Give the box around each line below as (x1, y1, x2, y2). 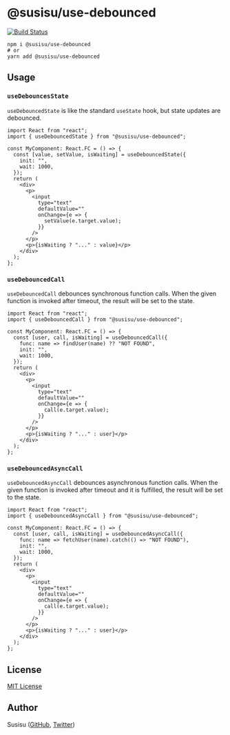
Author (7, 702, 38, 714)
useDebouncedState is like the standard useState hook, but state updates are (7, 106, 221, 114)
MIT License (7, 682, 43, 690)
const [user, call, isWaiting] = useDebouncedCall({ (13, 334, 168, 341)
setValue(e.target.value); (43, 217, 122, 225)
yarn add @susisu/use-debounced (7, 53, 100, 60)
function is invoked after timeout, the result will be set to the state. (7, 296, 195, 304)
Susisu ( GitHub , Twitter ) (7, 720, 75, 728)
